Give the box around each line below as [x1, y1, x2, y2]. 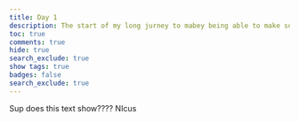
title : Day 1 [9, 12, 58, 22]
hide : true [9, 46, 50, 55]
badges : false [9, 71, 62, 80]
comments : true [9, 37, 66, 47]
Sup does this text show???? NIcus [9, 103, 137, 113]
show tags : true [9, 63, 69, 72]
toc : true [9, 29, 46, 38]
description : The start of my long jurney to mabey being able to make [9, 21, 280, 30]
